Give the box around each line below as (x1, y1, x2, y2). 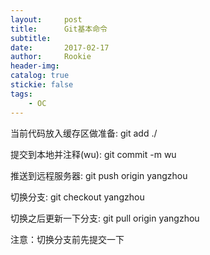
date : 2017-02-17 (10, 42, 110, 53)
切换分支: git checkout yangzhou (10, 191, 145, 203)
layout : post (10, 14, 83, 25)
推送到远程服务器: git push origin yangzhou (10, 169, 188, 181)
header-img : (10, 61, 60, 71)
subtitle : (10, 33, 52, 43)
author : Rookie (10, 52, 92, 62)
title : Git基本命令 (10, 24, 108, 34)
